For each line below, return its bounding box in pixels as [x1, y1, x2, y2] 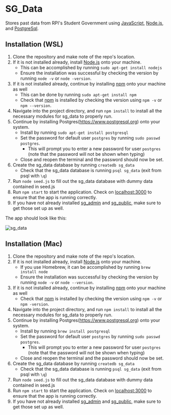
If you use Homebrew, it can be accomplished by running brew [20, 264, 151, 270]
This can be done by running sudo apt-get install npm [20, 91, 137, 97]
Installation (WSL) [5, 40, 64, 49]
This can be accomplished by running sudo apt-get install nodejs [20, 64, 162, 70]
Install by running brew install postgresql [20, 328, 110, 334]
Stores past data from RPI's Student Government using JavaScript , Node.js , [5, 20, 164, 26]
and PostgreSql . [5, 25, 39, 31]
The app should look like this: [5, 215, 67, 221]
